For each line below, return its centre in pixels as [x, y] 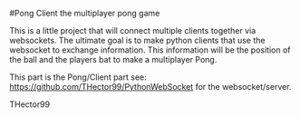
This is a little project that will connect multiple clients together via [133, 30]
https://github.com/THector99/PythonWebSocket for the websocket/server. [150, 87]
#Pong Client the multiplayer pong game [85, 13]
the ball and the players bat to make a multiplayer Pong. [113, 59]
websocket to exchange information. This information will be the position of [150, 50]
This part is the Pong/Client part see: [78, 77]
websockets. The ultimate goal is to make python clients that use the [137, 40]
